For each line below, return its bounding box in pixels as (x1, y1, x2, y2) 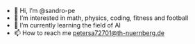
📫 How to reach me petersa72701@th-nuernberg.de (13, 29, 165, 37)
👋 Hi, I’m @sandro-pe (13, 7, 76, 14)
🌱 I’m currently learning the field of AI (13, 21, 121, 29)
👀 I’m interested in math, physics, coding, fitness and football (13, 14, 189, 22)
